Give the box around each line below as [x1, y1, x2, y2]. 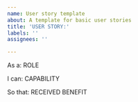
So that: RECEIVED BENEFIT [7, 88, 88, 96]
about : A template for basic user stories [7, 17, 132, 24]
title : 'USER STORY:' [7, 23, 70, 30]
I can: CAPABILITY [7, 74, 60, 83]
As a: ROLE [7, 61, 40, 69]
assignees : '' [7, 36, 49, 43]
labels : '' [7, 29, 39, 37]
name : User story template [7, 10, 85, 17]
